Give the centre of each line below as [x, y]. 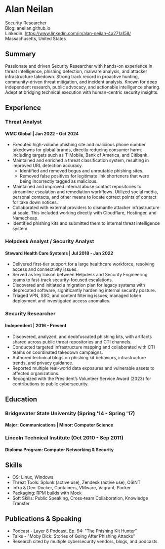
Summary [21, 54]
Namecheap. [25, 218]
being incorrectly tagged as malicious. [59, 181]
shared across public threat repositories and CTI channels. [72, 341]
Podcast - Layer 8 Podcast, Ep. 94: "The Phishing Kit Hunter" [75, 531]
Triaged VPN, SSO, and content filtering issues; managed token [77, 296]
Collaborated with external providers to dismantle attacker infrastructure [86, 208]
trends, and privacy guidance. [43, 363]
